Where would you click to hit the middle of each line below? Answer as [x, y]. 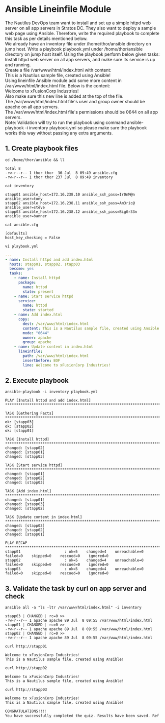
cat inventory [20, 186]
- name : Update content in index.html [54, 347]
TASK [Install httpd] [27, 440]
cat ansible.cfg [22, 225]
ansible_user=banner [26, 216]
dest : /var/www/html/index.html [56, 324]
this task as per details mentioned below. [46, 39]
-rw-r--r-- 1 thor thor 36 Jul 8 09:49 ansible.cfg [61, 173]
